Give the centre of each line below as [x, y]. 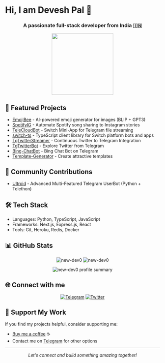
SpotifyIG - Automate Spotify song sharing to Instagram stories [76, 125]
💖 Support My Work [36, 312]
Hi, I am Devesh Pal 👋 [49, 10]
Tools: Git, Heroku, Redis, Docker [46, 229]
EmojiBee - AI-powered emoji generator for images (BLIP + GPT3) [79, 120]
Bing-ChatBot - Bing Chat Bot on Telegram [55, 151]
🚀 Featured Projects [36, 108]
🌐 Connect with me [35, 285]
